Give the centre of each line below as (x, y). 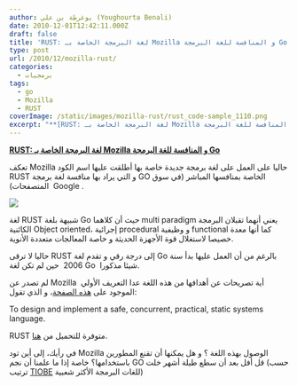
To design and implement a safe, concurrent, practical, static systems (137, 309)
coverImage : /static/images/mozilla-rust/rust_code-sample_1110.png (138, 116)
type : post (29, 51)
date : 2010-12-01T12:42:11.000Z (69, 26)
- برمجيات (35, 75)
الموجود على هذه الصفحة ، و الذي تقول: (73, 292)
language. (27, 319)
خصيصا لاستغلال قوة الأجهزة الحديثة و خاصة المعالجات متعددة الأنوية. (121, 239)
